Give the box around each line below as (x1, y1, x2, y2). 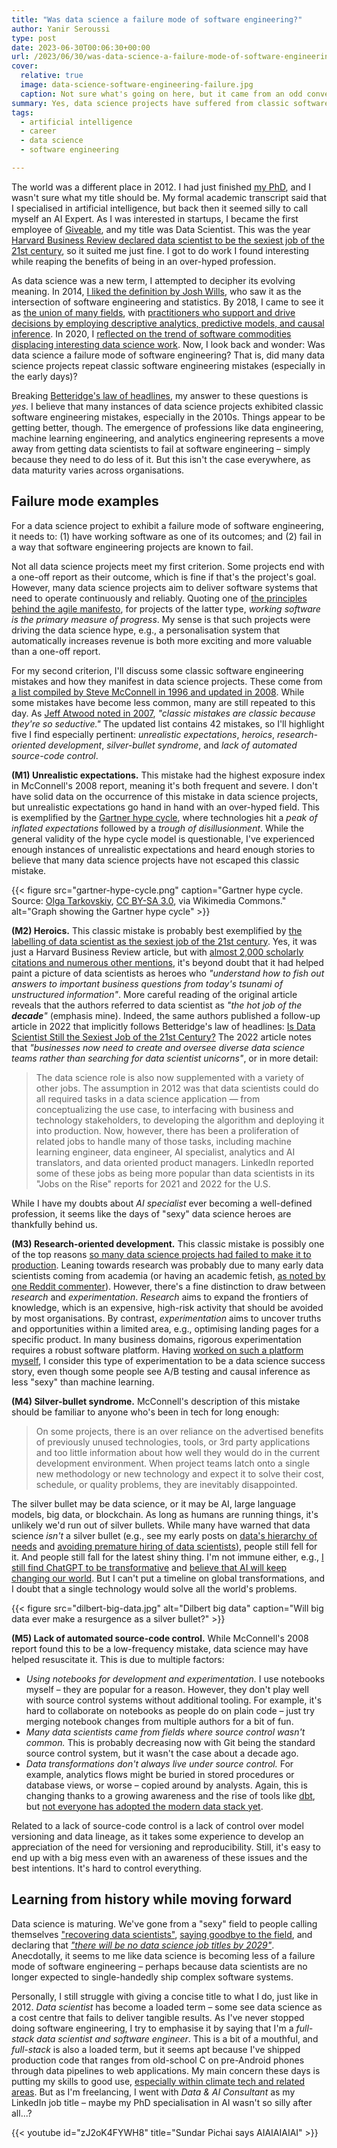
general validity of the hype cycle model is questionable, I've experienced (11, 832, 315, 845)
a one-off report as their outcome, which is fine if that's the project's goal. (11, 571, 317, 583)
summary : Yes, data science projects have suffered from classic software (11, 98, 330, 108)
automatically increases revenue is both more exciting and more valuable (11, 634, 313, 646)
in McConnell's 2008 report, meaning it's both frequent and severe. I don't (11, 779, 318, 791)
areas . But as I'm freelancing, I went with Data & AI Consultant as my (11, 2086, 296, 2098)
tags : (11, 107, 34, 118)
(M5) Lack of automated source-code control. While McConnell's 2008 (11, 1632, 309, 1644)
